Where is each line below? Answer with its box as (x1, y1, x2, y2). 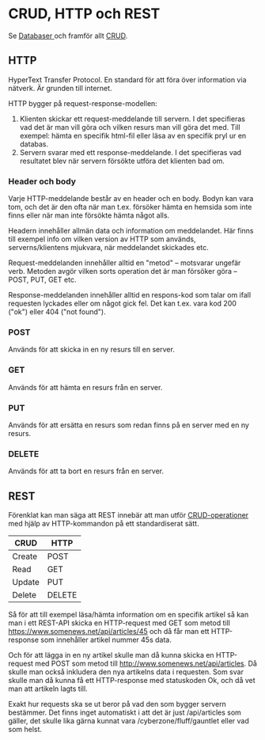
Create (12, 551, 38, 562)
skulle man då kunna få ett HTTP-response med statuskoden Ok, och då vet (8, 676, 256, 685)
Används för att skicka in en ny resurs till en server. (8, 345, 176, 355)
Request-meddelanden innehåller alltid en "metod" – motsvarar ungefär (8, 258, 241, 268)
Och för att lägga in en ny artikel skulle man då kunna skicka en (8, 651, 215, 660)
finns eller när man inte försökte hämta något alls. (8, 211, 170, 220)
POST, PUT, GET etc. (8, 275, 77, 285)
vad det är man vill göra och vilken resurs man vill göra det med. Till (19, 122, 240, 131)
